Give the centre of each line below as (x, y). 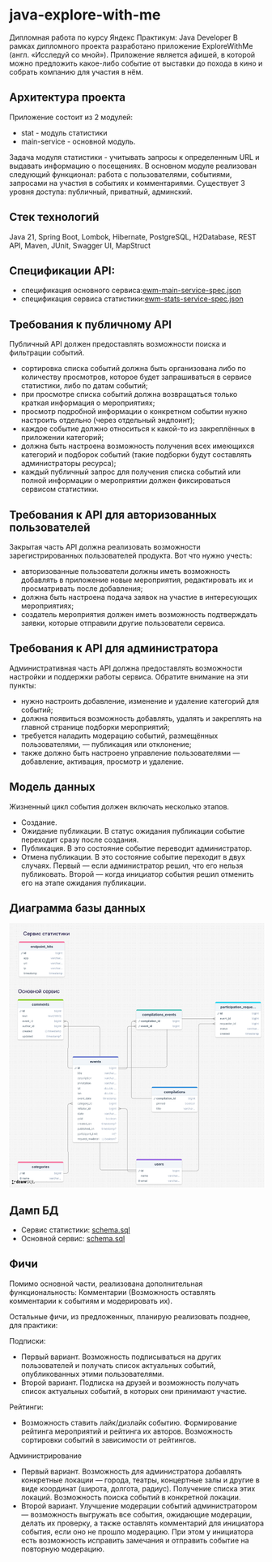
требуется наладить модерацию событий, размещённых (119, 736)
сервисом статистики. (60, 490)
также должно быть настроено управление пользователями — (130, 753)
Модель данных (52, 787)
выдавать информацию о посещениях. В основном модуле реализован (133, 166)
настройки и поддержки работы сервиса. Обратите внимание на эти (129, 676)
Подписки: (28, 1340)
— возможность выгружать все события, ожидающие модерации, (136, 1514)
